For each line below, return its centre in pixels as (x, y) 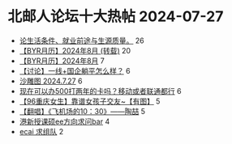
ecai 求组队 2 (41, 131)
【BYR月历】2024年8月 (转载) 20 (75, 50)
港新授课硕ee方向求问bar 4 (64, 121)
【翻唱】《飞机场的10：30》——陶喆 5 (82, 111)
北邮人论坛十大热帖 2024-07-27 (116, 17)
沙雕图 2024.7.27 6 (51, 81)
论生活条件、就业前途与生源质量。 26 (82, 40)
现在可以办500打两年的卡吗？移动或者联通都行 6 (100, 91)
